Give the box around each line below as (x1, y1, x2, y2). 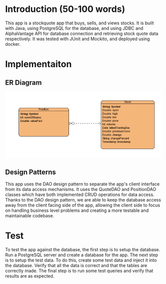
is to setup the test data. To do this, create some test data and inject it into (5, 257, 157, 263)
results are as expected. (5, 273, 55, 279)
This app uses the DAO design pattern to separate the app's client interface (5, 181, 160, 187)
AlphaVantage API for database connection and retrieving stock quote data (5, 30, 159, 36)
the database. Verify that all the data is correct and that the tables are (5, 263, 148, 269)
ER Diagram (5, 78, 42, 87)
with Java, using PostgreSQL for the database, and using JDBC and (5, 25, 144, 31)
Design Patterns (5, 168, 56, 176)
